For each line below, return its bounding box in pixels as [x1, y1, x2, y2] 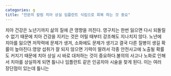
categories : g [5, 7, 36, 13]
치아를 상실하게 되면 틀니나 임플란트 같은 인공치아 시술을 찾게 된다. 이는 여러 [10, 59, 162, 65]
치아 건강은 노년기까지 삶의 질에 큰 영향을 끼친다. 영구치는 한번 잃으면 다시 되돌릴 [5, 27, 166, 33]
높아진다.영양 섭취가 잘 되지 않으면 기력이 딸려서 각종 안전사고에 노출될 [14, 46, 155, 52]
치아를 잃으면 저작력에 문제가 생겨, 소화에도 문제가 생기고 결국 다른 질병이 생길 [5, 39, 161, 46]
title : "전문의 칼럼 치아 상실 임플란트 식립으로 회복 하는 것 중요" [5, 12, 131, 17]
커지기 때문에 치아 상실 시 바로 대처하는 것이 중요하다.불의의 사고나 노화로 [10, 52, 157, 59]
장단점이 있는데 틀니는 [5, 65, 50, 71]
